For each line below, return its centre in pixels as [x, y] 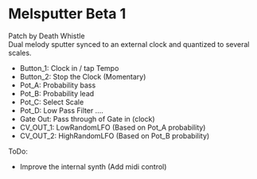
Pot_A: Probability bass [58, 85]
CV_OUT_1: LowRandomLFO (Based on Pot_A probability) [113, 127]
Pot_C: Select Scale [52, 102]
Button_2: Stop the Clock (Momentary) [83, 76]
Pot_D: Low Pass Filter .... [61, 110]
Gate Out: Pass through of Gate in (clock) [87, 119]
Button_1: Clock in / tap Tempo [69, 68]
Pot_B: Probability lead [57, 93]
